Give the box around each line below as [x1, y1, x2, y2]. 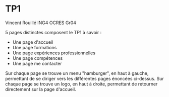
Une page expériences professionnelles [12, 50, 96, 56]
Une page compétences [12, 55, 63, 61]
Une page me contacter [12, 60, 62, 66]
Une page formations [12, 44, 57, 50]
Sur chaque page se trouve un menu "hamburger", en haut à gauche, [5, 70, 149, 76]
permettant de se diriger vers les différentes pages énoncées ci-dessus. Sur [5, 75, 164, 81]
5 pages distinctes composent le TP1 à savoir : [5, 29, 102, 35]
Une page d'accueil [12, 39, 53, 45]
